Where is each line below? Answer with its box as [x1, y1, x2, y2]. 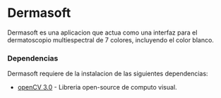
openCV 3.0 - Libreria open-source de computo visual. [17, 83, 178, 92]
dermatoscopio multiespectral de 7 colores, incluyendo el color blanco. [7, 35, 214, 44]
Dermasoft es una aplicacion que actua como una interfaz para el [7, 28, 198, 37]
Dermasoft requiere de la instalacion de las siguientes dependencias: [7, 69, 208, 78]
